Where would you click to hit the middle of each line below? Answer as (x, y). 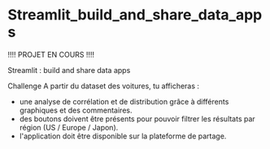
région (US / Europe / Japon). (69, 127)
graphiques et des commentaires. (76, 110)
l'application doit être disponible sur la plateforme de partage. (123, 136)
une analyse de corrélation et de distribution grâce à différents (124, 101)
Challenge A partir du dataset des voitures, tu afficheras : (104, 86)
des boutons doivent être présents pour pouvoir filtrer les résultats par (137, 118)
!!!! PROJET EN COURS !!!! (51, 54)
